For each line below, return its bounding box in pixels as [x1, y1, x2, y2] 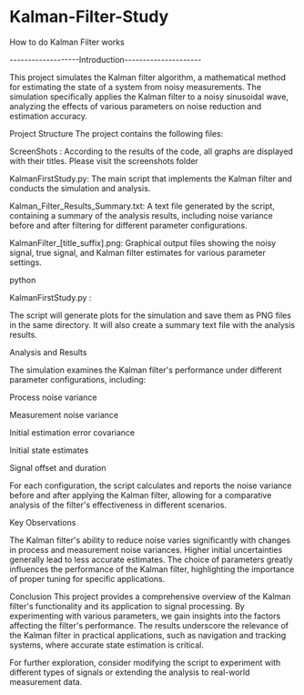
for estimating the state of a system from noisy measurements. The [9, 81, 262, 92]
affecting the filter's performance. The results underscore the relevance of [9, 619, 289, 630]
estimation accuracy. [9, 110, 88, 121]
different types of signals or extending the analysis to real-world [9, 667, 250, 678]
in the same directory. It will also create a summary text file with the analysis [9, 319, 296, 330]
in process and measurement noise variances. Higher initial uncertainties [9, 544, 283, 555]
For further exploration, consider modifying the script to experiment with [9, 657, 281, 668]
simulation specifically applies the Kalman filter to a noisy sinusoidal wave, [9, 91, 289, 102]
